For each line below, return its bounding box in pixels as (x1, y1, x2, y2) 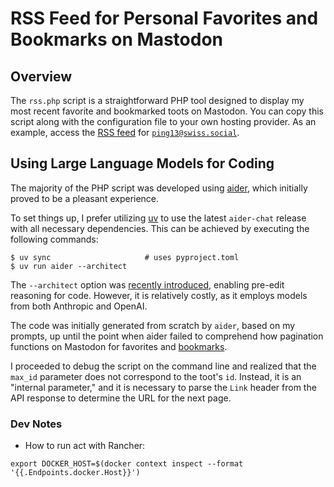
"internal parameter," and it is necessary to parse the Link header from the (10, 381, 317, 393)
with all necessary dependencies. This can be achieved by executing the (10, 222, 310, 234)
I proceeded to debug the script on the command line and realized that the (10, 360, 317, 372)
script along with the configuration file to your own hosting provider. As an (10, 116, 317, 127)
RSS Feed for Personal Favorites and (10, 7, 319, 30)
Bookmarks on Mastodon (10, 28, 223, 51)
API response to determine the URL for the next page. (10, 392, 232, 404)
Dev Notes (10, 417, 63, 431)
